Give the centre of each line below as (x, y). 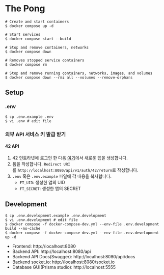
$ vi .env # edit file (28, 121)
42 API (12, 146)
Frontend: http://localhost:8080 (44, 246)
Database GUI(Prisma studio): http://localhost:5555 (64, 267)
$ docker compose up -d (29, 26)
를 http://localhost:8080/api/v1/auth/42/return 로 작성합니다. (75, 170)
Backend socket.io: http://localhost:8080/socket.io (63, 262)
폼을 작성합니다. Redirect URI (41, 164)
